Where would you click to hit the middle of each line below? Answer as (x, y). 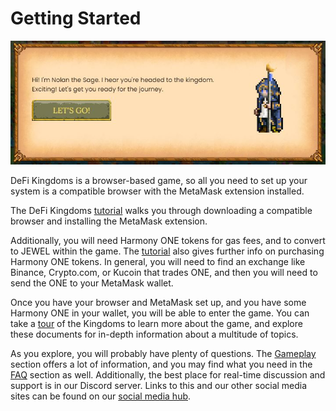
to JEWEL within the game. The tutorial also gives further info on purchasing (167, 251)
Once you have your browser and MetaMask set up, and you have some (158, 302)
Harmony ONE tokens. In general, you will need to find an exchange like (158, 261)
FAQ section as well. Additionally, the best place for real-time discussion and (168, 374)
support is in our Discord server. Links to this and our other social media (159, 385)
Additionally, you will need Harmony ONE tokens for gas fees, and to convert (168, 240)
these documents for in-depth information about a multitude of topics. (154, 334)
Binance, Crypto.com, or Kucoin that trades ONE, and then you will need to (164, 272)
